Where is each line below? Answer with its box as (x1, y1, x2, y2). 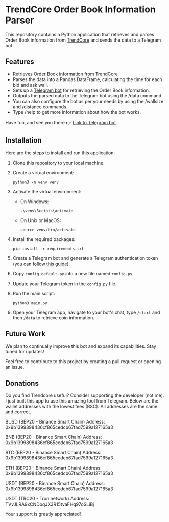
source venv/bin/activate (20, 227, 76, 232)
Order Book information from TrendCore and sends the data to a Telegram (5, 37, 161, 43)
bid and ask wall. (12, 82, 49, 88)
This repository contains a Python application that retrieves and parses (5, 31, 155, 37)
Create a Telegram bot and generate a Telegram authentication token (12, 255, 158, 261)
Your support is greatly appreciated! (5, 511, 81, 517)
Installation (5, 136, 42, 145)
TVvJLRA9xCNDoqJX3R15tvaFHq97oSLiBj (5, 501, 94, 507)
